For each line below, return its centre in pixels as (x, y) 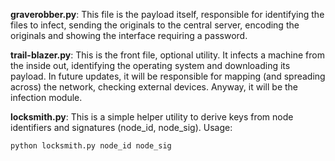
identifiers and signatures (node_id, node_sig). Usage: (121, 127)
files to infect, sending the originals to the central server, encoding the (155, 25)
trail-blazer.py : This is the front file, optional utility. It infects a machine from (167, 55)
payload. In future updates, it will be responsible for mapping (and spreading (168, 76)
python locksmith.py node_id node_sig (91, 146)
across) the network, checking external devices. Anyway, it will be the (154, 87)
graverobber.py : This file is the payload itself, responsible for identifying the (167, 14)
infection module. (46, 97)
